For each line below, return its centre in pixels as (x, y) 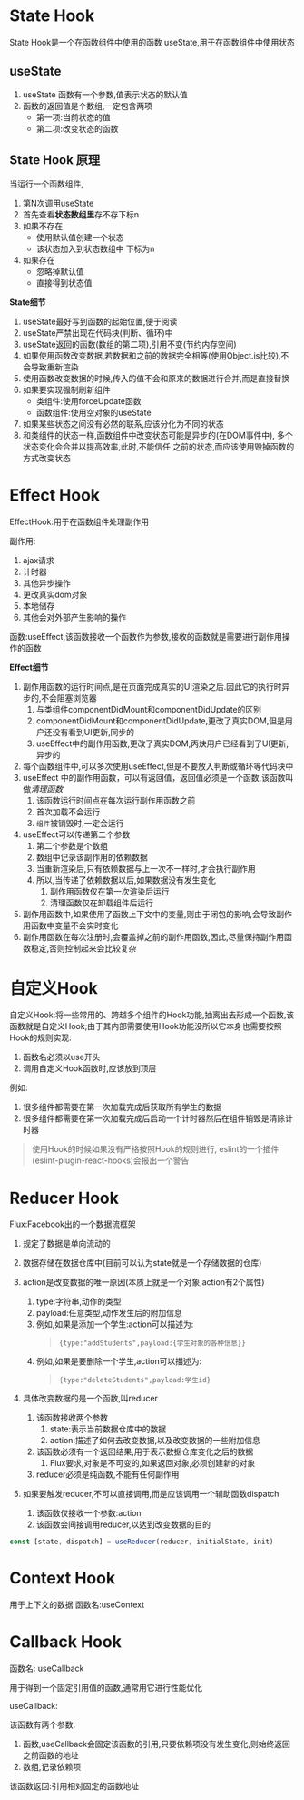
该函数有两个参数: (43, 1724)
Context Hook (63, 1578)
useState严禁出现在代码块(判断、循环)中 (98, 332)
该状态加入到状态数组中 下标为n (95, 248)
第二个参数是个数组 (72, 845)
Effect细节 (29, 667)
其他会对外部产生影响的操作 (74, 617)
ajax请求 (38, 560)
